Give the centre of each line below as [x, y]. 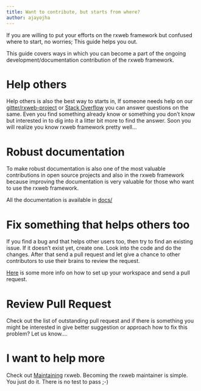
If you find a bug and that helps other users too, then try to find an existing [100, 242]
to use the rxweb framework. [43, 188]
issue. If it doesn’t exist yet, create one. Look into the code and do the [94, 248]
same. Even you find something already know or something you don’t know [101, 114]
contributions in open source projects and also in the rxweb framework [95, 175]
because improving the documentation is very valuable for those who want [100, 182]
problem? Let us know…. [37, 334]
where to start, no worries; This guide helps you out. [72, 41]
